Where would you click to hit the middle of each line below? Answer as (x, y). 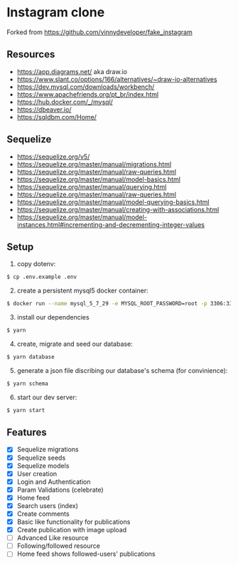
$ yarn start (26, 410)
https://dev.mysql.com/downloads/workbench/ (86, 87)
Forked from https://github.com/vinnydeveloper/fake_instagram (99, 32)
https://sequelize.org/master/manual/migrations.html (94, 164)
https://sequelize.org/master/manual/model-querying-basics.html (113, 202)
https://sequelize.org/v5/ (53, 157)
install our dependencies (53, 317)
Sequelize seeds (41, 458)
